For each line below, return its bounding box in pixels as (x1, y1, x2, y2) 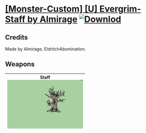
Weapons (5, 60, 35, 69)
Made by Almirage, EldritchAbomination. (5, 46, 86, 52)
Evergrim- (99, 3, 142, 15)
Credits (5, 33, 28, 41)
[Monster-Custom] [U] (5, 3, 98, 15)
